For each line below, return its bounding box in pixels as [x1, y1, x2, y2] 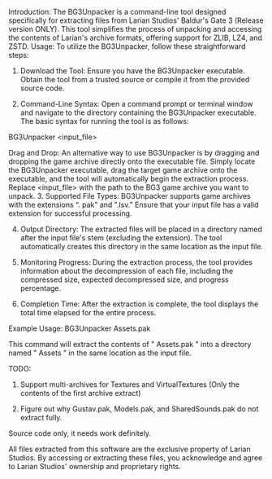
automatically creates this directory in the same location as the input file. [19, 242, 264, 251]
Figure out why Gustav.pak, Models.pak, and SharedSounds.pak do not [19, 404, 259, 414]
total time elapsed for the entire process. [19, 308, 157, 317]
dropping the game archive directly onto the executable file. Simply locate [8, 156, 256, 166]
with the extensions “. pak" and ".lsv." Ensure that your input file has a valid [8, 200, 259, 209]
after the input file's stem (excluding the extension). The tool [19, 233, 222, 243]
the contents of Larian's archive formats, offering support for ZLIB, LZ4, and [8, 33, 262, 42]
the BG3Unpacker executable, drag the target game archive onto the [8, 165, 238, 174]
